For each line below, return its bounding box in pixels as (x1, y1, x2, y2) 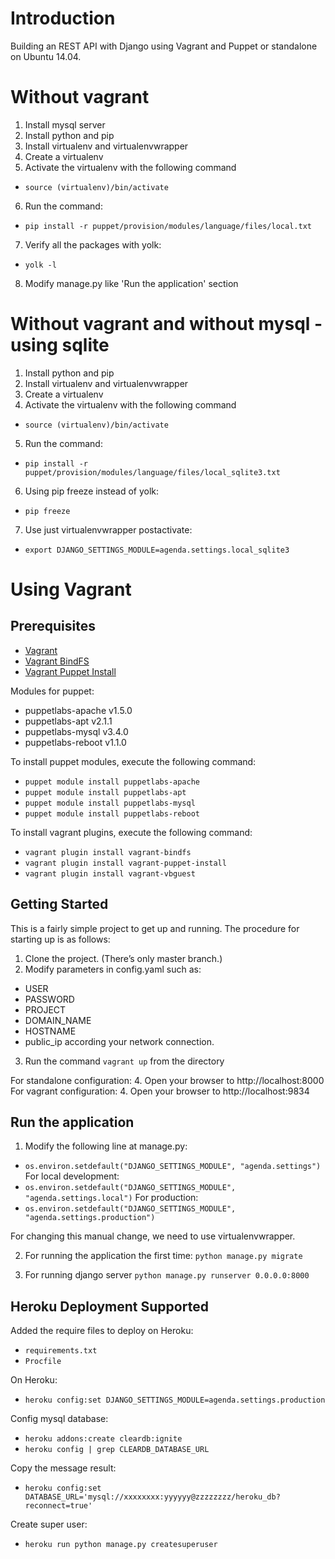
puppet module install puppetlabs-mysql (24, 798, 196, 808)
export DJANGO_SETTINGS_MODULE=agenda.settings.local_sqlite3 (24, 545, 290, 555)
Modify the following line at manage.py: (24, 1140, 188, 1152)
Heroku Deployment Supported (10, 1298, 209, 1315)
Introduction (10, 7, 116, 30)
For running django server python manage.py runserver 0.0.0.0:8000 (24, 1269, 310, 1281)
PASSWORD (24, 993, 75, 1005)
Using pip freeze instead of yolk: (24, 485, 160, 497)
